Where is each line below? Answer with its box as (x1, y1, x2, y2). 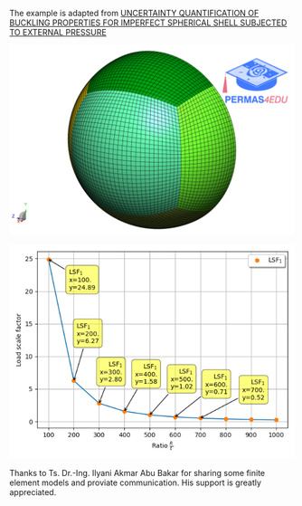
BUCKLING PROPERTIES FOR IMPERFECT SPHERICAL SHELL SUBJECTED (9, 17, 288, 28)
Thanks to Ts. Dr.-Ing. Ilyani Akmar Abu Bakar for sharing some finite (9, 467, 266, 478)
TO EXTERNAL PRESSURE (9, 27, 107, 37)
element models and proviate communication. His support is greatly (9, 477, 262, 488)
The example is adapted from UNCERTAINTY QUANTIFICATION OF (9, 8, 260, 18)
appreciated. (9, 486, 57, 497)
